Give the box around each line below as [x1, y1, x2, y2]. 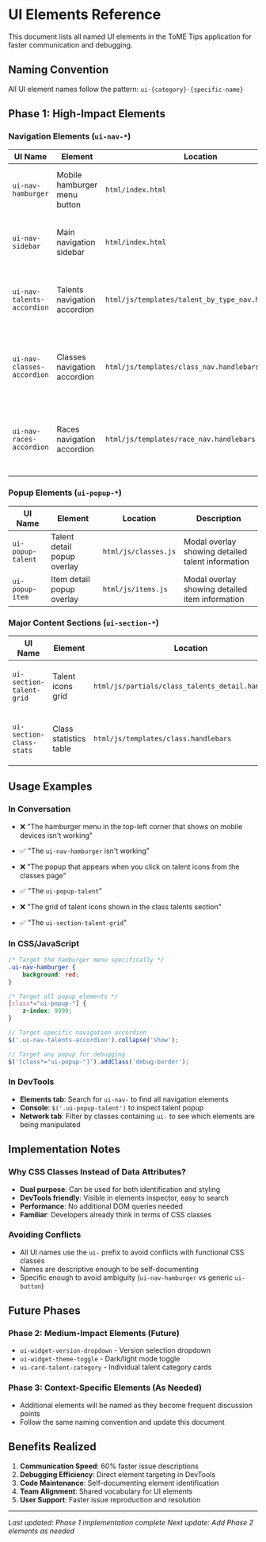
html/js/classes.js [102, 546, 177, 556]
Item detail [51, 573, 90, 584]
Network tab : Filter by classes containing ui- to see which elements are [19, 1111, 256, 1121]
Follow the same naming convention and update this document [19, 1417, 226, 1426]
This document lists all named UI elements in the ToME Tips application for [8, 32, 252, 41]
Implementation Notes [8, 1143, 121, 1156]
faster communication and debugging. [8, 40, 133, 49]
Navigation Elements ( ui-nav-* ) [8, 131, 131, 142]
